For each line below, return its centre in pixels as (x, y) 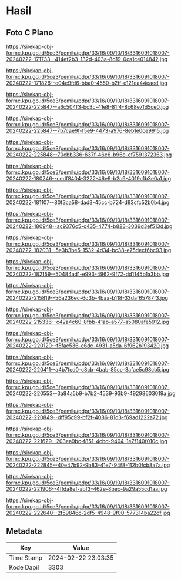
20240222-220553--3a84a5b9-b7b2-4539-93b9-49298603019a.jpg (91, 393)
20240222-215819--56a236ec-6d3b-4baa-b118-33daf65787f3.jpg (87, 298)
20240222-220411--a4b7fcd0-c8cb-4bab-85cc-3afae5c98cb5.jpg (88, 369)
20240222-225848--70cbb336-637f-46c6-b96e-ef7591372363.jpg (89, 155)
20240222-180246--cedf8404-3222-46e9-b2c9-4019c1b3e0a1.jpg (89, 178)
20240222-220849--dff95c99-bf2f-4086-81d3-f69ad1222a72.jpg (87, 417)
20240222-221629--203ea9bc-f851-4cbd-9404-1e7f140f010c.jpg (87, 441)
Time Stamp (26, 558)
